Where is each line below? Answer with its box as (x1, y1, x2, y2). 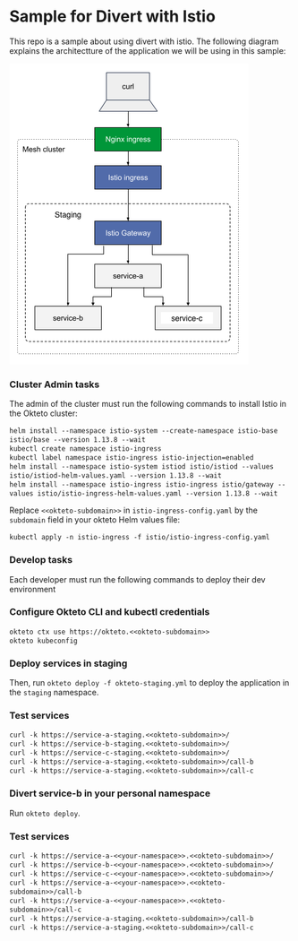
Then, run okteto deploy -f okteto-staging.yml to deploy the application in (9, 678, 290, 688)
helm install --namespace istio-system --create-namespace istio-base (9, 427, 278, 436)
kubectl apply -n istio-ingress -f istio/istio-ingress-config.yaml (9, 533, 270, 542)
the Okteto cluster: (9, 408, 78, 419)
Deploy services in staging (9, 657, 128, 669)
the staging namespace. (9, 687, 99, 698)
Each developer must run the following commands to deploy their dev (9, 574, 266, 584)
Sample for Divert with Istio (9, 6, 217, 27)
